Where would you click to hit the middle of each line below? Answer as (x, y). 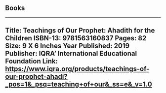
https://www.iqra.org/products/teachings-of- (77, 69)
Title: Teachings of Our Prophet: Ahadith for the (80, 31)
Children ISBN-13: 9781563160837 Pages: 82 (76, 38)
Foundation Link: (32, 61)
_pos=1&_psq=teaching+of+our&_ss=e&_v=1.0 (79, 84)
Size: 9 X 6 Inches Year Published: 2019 (67, 46)
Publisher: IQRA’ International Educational (71, 54)
